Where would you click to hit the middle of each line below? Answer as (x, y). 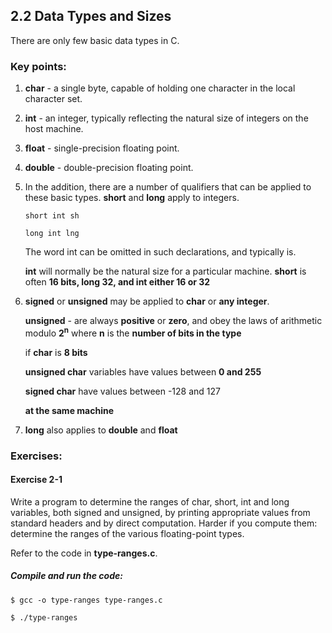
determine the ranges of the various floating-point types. (127, 533)
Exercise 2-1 (36, 480)
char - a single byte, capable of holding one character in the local (160, 88)
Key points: (38, 66)
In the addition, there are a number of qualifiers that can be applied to (168, 187)
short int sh (52, 216)
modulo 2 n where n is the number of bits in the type (133, 332)
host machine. (54, 129)
